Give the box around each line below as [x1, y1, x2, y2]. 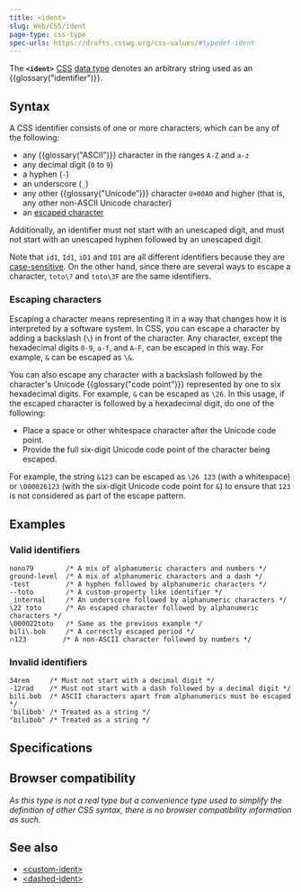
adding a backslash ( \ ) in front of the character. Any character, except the [9, 332, 283, 343]
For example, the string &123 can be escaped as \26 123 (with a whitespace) [9, 471, 291, 482]
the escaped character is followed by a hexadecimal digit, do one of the [9, 398, 275, 409]
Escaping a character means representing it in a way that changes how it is [9, 314, 288, 324]
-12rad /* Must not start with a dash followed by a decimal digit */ [9, 684, 292, 694]
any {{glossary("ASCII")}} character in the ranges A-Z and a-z [22, 150, 250, 160]
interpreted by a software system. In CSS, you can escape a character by [9, 323, 280, 334]
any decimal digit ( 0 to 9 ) [22, 159, 114, 170]
